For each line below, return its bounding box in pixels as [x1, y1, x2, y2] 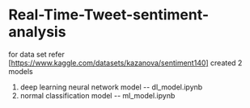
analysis [8, 23, 66, 41]
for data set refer [8, 49, 65, 59]
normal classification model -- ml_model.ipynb [19, 90, 176, 100]
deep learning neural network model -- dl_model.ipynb [19, 82, 203, 92]
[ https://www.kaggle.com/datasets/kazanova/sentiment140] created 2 [8, 58, 243, 68]
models [8, 66, 34, 76]
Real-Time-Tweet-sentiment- [8, 6, 210, 24]
